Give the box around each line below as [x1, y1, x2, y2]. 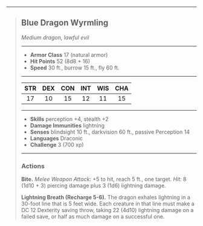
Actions [21, 161, 45, 170]
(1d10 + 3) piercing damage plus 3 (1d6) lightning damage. [21, 182, 166, 189]
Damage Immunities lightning [30, 121, 105, 129]
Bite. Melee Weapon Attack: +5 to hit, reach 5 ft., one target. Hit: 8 [21, 176, 187, 183]
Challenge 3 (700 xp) [30, 141, 84, 148]
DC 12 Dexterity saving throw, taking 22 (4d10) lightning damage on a [21, 207, 194, 214]
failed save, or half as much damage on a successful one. [21, 213, 165, 221]
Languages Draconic [30, 134, 83, 142]
